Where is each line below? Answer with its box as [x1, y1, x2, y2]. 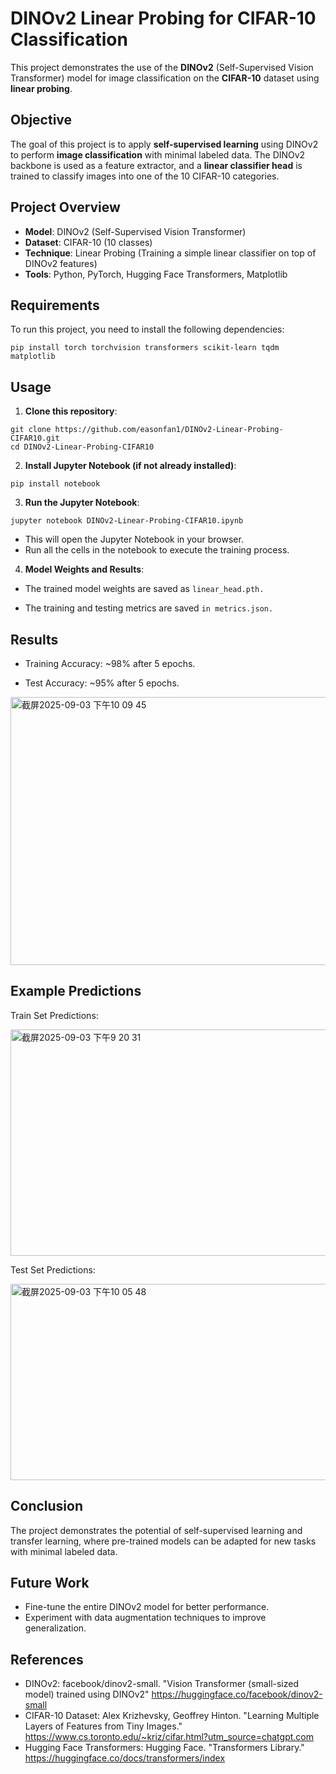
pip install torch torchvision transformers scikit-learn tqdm [10, 343, 280, 353]
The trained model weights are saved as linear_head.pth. [24, 583, 265, 595]
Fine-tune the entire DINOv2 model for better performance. [24, 1601, 270, 1613]
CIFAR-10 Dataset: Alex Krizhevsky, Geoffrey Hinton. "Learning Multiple [24, 1710, 320, 1722]
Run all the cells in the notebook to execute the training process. [24, 544, 290, 556]
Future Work [10, 1575, 90, 1592]
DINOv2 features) [24, 257, 98, 269]
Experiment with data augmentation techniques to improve [24, 1612, 267, 1624]
